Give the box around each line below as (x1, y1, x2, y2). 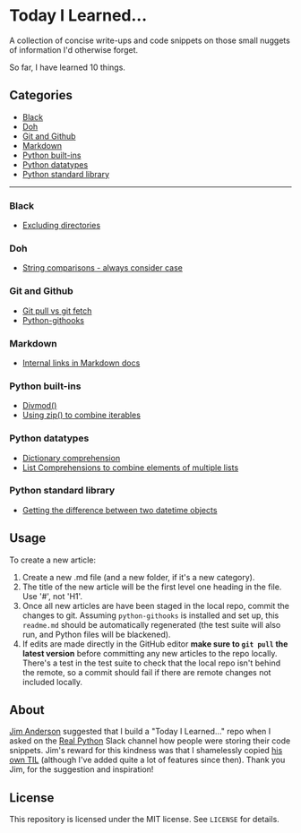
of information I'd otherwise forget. (9, 44, 139, 55)
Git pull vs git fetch (21, 305, 92, 316)
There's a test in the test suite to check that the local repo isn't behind (21, 657, 281, 668)
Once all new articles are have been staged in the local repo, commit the (21, 600, 289, 611)
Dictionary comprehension (21, 452, 121, 463)
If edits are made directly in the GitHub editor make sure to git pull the (21, 638, 288, 649)
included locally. (21, 676, 83, 687)
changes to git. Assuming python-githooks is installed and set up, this (21, 610, 279, 621)
